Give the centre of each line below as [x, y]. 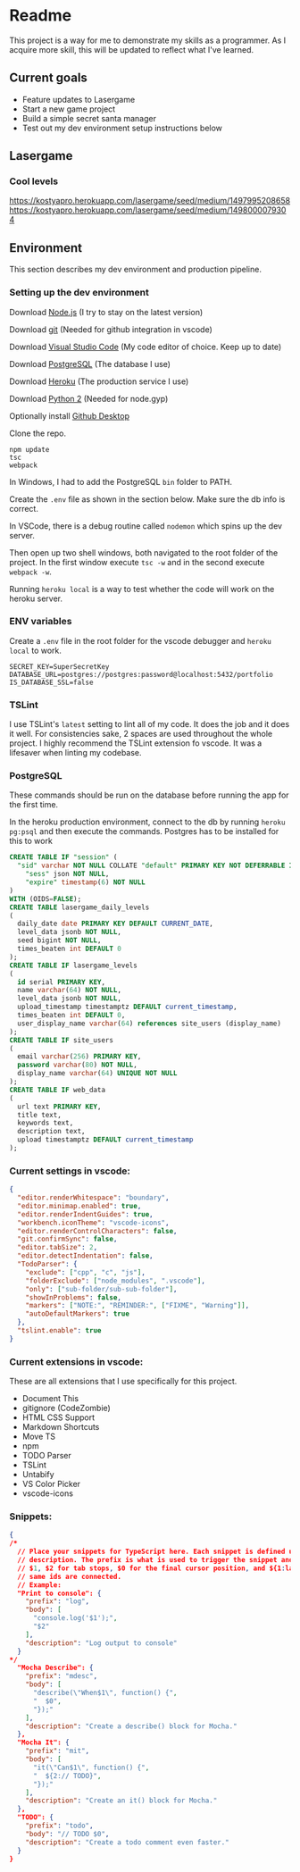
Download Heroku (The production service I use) [99, 381]
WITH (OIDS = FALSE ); [46, 898]
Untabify [38, 1475]
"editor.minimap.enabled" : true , [79, 1206]
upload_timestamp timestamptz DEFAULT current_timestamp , [128, 1007]
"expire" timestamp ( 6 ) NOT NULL [85, 882]
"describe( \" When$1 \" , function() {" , [105, 1693]
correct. [24, 508]
